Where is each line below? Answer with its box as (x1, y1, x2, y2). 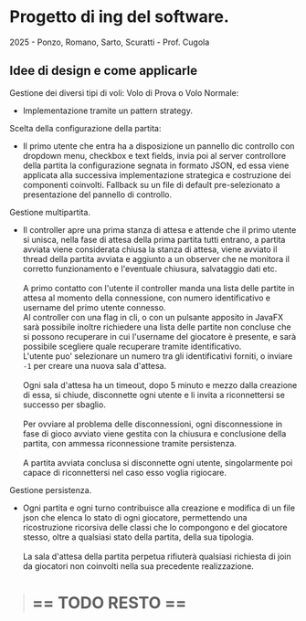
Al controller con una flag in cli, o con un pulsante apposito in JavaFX (22, 311, 284, 322)
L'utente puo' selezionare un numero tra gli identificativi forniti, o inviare (22, 350, 293, 362)
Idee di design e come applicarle (9, 63, 198, 79)
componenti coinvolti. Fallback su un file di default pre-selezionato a (22, 179, 280, 190)
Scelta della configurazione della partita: (9, 122, 162, 133)
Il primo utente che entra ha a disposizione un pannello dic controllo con (22, 140, 295, 152)
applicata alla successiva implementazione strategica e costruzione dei (22, 169, 291, 180)
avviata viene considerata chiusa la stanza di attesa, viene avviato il (22, 244, 278, 255)
